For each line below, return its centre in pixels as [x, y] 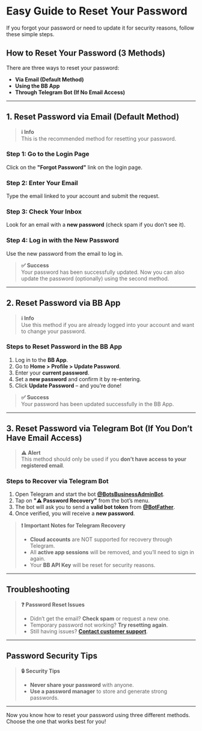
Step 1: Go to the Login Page [48, 154]
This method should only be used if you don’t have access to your [103, 459]
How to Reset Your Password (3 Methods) [86, 53]
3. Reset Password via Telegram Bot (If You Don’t [99, 429]
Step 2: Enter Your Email [42, 183]
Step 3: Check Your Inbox [44, 212]
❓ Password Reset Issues [53, 604]
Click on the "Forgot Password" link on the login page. [74, 167]
